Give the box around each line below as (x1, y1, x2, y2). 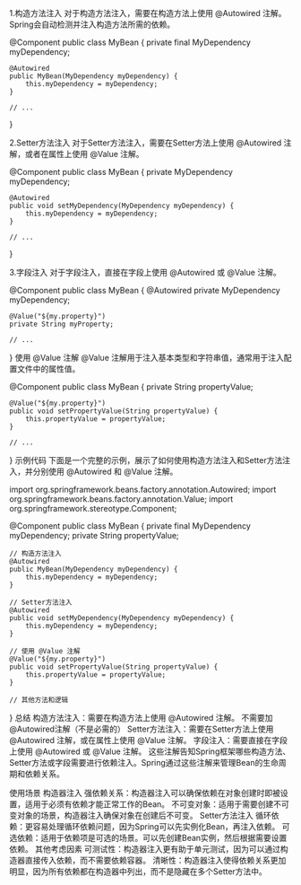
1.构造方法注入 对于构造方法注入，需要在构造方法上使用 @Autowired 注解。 (9, 8, 287, 18)
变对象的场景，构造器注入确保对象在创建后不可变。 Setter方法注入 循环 (9, 811, 271, 820)
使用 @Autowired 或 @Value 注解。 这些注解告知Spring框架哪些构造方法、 (16, 746, 291, 757)
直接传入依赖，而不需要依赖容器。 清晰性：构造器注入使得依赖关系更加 (24, 855, 287, 865)
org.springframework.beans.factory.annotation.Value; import (9, 494, 234, 504)
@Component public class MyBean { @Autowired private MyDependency (9, 285, 280, 295)
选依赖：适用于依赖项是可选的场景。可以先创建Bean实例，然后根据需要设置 (9, 833, 288, 843)
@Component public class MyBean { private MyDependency (9, 167, 233, 177)
